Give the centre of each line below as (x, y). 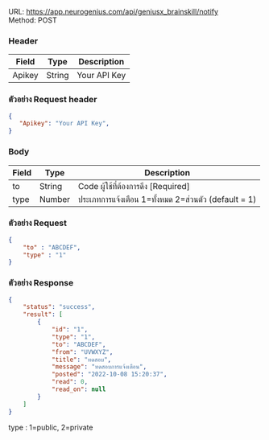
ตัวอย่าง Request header (53, 100)
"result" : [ (43, 315)
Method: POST (33, 20)
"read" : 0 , (70, 382)
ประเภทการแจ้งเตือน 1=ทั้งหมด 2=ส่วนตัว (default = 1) (167, 199)
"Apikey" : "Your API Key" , (64, 124)
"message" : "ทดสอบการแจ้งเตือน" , (99, 367)
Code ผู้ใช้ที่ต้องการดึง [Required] (134, 186)
